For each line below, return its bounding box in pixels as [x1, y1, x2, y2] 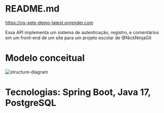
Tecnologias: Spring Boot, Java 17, [5, 86, 151, 98]
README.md [5, 3, 60, 15]
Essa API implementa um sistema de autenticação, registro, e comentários [5, 29, 159, 35]
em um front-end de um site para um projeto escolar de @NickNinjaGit [5, 35, 152, 41]
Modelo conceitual [5, 52, 85, 64]
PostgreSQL [5, 97, 56, 108]
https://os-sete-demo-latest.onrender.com [5, 20, 94, 26]
